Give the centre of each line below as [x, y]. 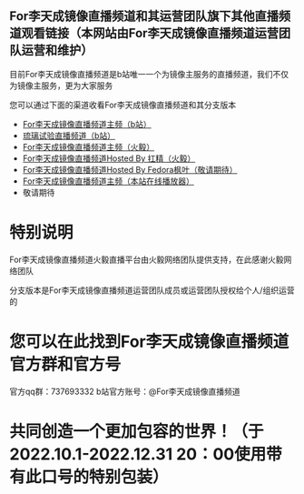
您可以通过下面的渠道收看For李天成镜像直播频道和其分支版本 [123, 105]
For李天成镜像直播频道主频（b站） [87, 124]
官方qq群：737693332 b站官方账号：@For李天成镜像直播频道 [125, 391]
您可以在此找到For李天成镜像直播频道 [149, 342]
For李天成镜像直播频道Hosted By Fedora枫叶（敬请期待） [130, 169]
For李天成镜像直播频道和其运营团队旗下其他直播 [144, 16]
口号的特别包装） [105, 477]
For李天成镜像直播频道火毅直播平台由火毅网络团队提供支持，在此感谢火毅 [147, 259]
